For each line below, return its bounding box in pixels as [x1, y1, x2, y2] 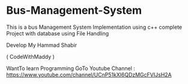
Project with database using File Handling [6, 29, 109, 37]
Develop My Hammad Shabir [6, 41, 77, 49]
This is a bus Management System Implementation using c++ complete [6, 23, 183, 31]
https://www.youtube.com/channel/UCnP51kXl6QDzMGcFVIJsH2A [6, 71, 172, 78]
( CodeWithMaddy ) [6, 53, 55, 60]
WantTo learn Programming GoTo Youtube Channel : [6, 64, 135, 72]
